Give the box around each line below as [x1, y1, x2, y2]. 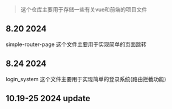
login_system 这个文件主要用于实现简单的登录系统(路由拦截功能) [5, 75, 167, 82]
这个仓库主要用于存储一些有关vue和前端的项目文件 [20, 6, 148, 13]
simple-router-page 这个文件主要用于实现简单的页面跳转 [5, 41, 147, 48]
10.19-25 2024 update [5, 93, 91, 104]
